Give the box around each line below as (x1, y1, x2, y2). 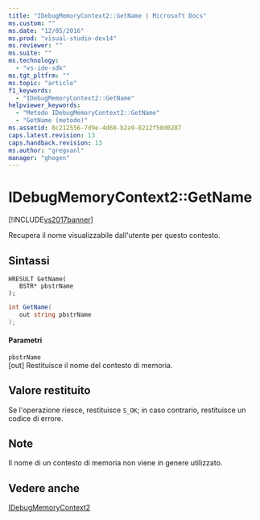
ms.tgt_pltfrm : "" (8, 72, 70, 80)
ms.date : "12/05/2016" (8, 27, 85, 35)
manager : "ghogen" (8, 154, 70, 162)
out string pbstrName (19, 310, 92, 318)
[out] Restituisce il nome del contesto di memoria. (8, 360, 173, 370)
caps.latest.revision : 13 (8, 131, 95, 139)
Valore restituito (8, 383, 91, 398)
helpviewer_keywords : (8, 101, 81, 109)
